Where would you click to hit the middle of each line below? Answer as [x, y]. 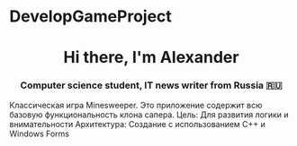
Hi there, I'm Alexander [151, 58]
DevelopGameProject [91, 17]
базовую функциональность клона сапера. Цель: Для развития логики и [149, 115]
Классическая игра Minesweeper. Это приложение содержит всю [136, 105]
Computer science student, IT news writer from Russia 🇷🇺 [151, 85]
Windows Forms [40, 133]
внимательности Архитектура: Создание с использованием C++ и [137, 124]
